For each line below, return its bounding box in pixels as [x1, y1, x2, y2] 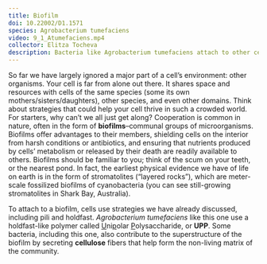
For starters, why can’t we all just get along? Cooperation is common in [8, 113, 241, 122]
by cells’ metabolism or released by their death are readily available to [8, 146, 238, 156]
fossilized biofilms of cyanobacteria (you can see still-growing [27, 181, 231, 189]
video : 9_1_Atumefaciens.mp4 [8, 33, 105, 42]
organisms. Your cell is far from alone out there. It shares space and [8, 79, 230, 88]
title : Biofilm [8, 11, 59, 20]
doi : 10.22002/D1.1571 [8, 19, 83, 27]
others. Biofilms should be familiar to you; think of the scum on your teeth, [8, 155, 251, 164]
